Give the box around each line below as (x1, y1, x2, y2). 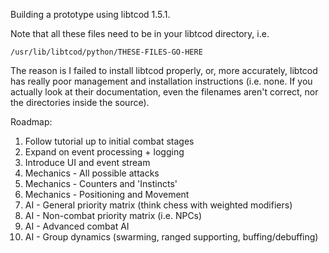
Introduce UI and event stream (24, 157, 151, 168)
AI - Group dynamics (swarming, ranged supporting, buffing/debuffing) (24, 231, 319, 243)
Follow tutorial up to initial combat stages (24, 135, 195, 147)
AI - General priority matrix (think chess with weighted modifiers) (24, 199, 293, 211)
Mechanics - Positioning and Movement (24, 189, 190, 200)
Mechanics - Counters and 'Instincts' (24, 178, 178, 189)
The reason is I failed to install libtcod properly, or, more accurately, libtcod (10, 65, 318, 76)
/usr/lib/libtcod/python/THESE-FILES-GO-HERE (10, 47, 203, 57)
